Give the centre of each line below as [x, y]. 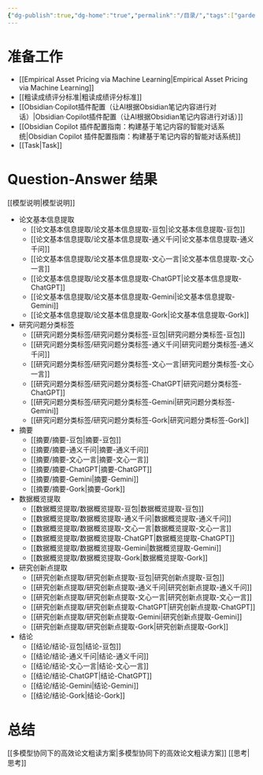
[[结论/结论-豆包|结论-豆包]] [76, 646]
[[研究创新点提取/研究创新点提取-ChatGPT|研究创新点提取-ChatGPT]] [143, 607]
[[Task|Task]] [40, 145]
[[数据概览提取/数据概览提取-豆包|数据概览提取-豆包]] [117, 508]
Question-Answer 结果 [83, 179]
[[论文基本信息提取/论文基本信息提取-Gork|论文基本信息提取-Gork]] [140, 315]
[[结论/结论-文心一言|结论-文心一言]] [89, 666]
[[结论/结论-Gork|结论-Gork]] [78, 695]
